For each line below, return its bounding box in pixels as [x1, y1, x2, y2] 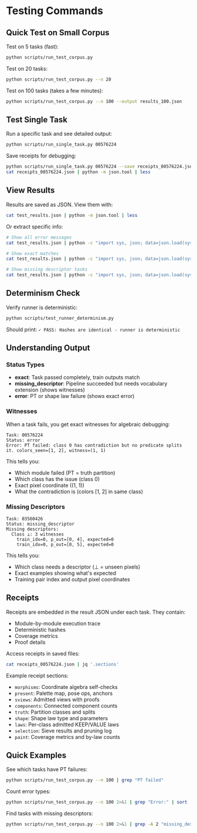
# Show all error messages [6, 234, 72, 240]
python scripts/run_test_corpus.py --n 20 [6, 76, 111, 82]
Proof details [14, 638, 46, 645]
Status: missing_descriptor [6, 521, 75, 527]
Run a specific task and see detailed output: [6, 131, 113, 138]
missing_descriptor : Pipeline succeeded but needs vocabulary [14, 380, 168, 387]
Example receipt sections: [6, 672, 69, 679]
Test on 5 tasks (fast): [6, 43, 59, 50]
